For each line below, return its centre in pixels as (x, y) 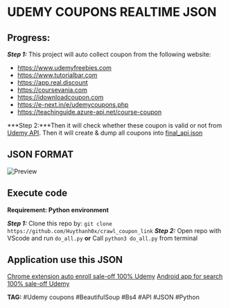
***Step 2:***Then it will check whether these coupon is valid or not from (115, 125)
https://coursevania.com (52, 90)
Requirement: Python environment (58, 209)
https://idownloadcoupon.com (60, 97)
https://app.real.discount (52, 83)
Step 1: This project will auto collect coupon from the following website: (109, 54)
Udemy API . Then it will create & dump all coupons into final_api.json (105, 133)
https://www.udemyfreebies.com (64, 68)
